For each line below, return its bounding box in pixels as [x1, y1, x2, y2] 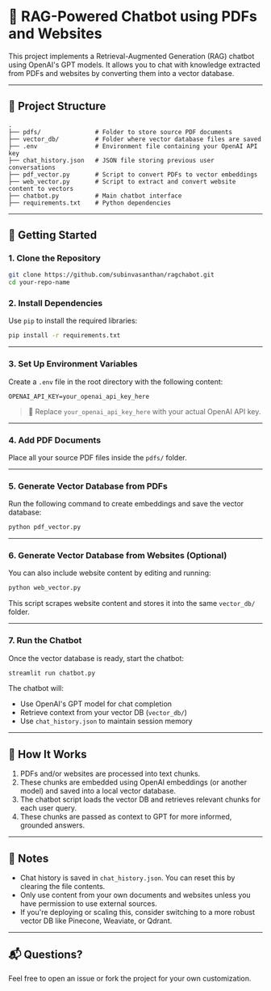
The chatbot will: [8, 684, 65, 693]
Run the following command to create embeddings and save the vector [8, 499, 244, 509]
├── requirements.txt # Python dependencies [8, 198, 172, 207]
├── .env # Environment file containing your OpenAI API [8, 142, 258, 150]
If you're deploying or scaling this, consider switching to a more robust [19, 908, 256, 917]
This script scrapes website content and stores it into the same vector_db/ [8, 599, 256, 608]
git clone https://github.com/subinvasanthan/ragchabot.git [8, 271, 215, 279]
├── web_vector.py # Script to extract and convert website [8, 177, 236, 185]
